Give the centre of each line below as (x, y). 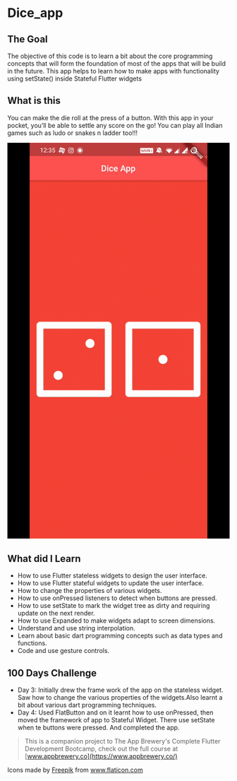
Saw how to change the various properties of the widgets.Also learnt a (120, 698)
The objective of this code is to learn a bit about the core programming (110, 56)
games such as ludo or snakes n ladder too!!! (73, 133)
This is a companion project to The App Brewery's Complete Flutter (122, 741)
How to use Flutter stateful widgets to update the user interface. (111, 583)
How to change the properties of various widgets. (90, 591)
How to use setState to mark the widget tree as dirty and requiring (114, 606)
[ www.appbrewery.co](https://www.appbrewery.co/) (101, 756)
